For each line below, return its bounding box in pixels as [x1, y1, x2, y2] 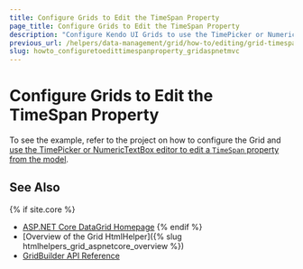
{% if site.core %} [9, 204, 76, 215]
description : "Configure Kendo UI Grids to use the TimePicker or [9, 30, 264, 39]
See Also [9, 180, 60, 195]
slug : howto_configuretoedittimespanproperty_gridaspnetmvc [9, 47, 241, 56]
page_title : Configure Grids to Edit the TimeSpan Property [9, 22, 241, 31]
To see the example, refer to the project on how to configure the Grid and [9, 134, 281, 145]
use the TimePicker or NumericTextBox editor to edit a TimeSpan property [9, 144, 280, 155]
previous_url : [9, 38, 63, 48]
